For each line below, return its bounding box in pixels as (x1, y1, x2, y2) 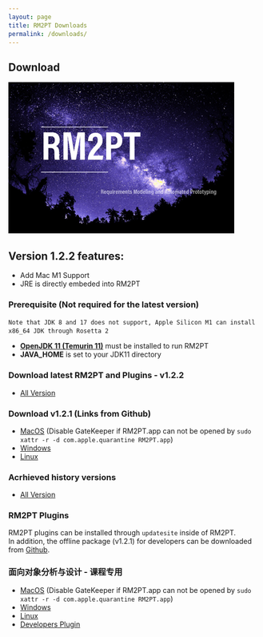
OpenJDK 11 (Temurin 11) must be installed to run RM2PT (19, 341, 209, 351)
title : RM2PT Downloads (8, 21, 88, 30)
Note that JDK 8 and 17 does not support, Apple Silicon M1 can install (8, 319, 256, 327)
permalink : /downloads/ (8, 30, 88, 38)
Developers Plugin (19, 619, 81, 629)
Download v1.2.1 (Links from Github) (8, 408, 152, 419)
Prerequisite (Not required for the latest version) (8, 299, 200, 310)
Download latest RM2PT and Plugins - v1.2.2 (8, 369, 185, 381)
